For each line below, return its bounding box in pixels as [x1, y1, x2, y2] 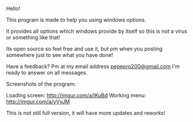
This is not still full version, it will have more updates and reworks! [6, 110, 166, 116]
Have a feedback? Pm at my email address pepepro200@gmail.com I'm [6, 63, 180, 70]
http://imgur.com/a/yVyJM [6, 98, 70, 105]
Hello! [6, 5, 21, 12]
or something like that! [6, 34, 61, 40]
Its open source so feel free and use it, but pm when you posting [6, 45, 163, 52]
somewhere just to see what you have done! [6, 52, 114, 58]
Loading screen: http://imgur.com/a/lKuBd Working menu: [6, 92, 146, 99]
